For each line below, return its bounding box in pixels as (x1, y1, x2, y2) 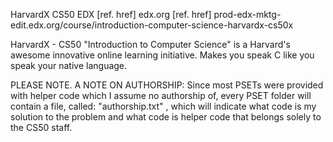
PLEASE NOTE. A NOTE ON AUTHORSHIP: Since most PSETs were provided (10, 79, 324, 91)
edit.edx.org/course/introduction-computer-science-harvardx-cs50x (10, 19, 294, 31)
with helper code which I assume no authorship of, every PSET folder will (10, 90, 312, 101)
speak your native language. (10, 60, 128, 71)
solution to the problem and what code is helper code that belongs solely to (10, 111, 322, 123)
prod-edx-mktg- (213, 9, 282, 20)
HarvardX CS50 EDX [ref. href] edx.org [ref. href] (10, 9, 212, 20)
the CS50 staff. (10, 122, 73, 133)
